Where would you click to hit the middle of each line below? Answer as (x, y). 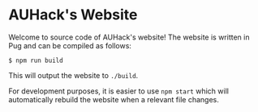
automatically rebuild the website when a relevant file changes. (114, 99)
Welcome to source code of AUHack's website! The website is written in (129, 37)
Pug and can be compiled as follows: (70, 45)
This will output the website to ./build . (73, 75)
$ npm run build (36, 60)
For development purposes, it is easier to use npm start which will (119, 91)
